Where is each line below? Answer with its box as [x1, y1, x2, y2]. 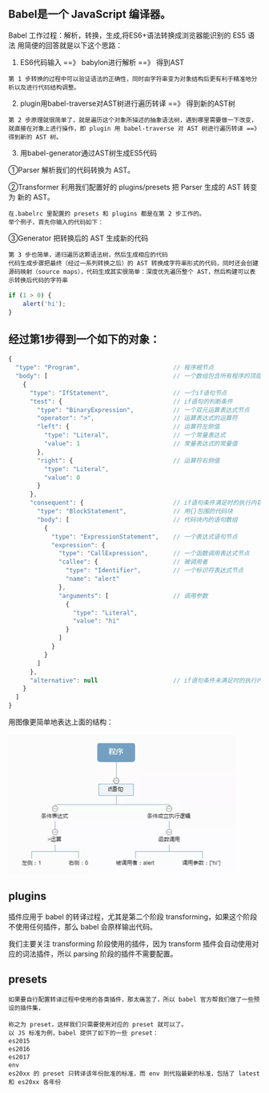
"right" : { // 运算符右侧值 [37, 456, 220, 465]
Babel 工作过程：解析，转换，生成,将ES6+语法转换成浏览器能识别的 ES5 [8, 30, 247, 40]
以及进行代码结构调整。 [14, 83, 80, 91]
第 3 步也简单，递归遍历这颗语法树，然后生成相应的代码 [8, 251, 168, 259]
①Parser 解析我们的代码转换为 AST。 [8, 165, 134, 175]
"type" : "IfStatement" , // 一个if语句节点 [29, 389, 227, 397]
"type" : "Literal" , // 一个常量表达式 [43, 431, 227, 439]
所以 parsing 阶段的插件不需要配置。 [57, 949, 178, 958]
